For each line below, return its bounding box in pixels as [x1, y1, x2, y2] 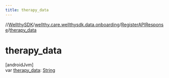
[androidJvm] [5, 62, 34, 68]
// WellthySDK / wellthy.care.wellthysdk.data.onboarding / [5, 21, 121, 28]
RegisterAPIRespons [121, 21, 164, 28]
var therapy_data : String [5, 67, 55, 73]
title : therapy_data [5, 7, 49, 13]
